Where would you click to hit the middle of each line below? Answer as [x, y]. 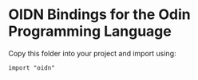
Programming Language [90, 31]
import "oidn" [32, 68]
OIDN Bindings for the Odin [99, 15]
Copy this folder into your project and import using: [93, 53]
